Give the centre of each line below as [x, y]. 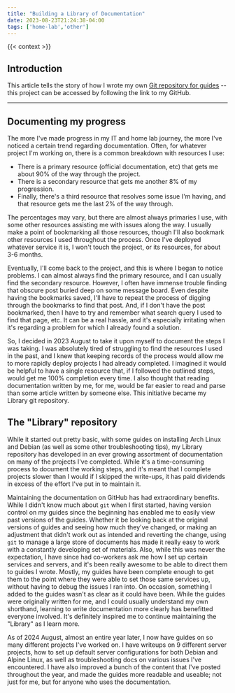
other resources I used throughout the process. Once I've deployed [104, 240]
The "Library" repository [62, 423]
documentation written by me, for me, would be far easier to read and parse [116, 386]
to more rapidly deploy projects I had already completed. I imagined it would [117, 363]
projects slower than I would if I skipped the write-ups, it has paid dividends [116, 476]
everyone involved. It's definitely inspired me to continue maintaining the [112, 616]
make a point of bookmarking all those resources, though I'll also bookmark [116, 232]
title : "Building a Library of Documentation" [76, 14]
